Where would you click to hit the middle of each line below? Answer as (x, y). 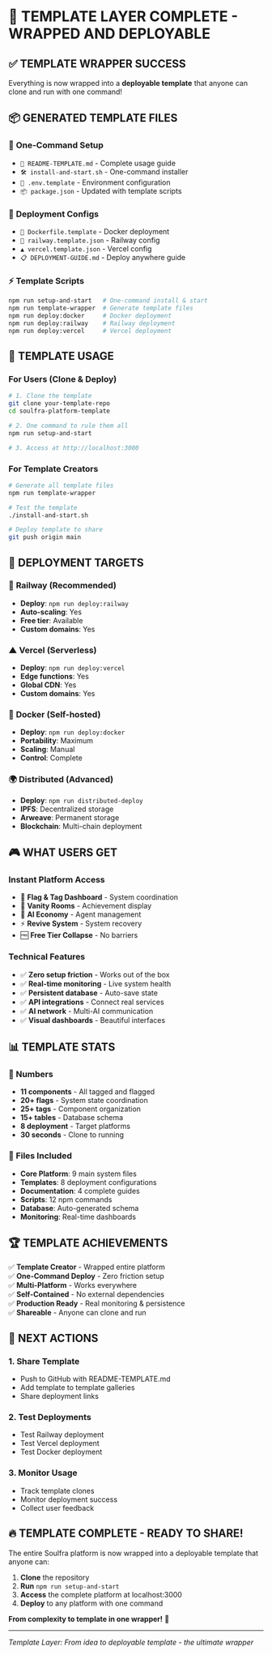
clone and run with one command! (66, 92)
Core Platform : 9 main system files (79, 1174)
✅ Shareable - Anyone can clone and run (77, 1312)
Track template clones (57, 1490)
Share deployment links (59, 1396)
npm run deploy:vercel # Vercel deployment (90, 331)
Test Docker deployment (61, 1452)
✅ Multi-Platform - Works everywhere (73, 1285)
